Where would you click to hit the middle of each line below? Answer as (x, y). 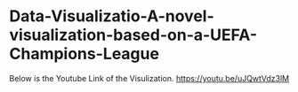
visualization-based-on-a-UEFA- (133, 35)
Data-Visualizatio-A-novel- (112, 16)
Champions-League (85, 54)
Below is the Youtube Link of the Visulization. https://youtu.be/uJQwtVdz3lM (149, 78)
